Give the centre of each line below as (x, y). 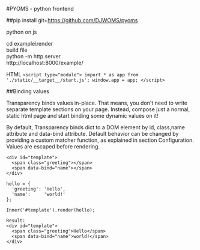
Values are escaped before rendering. (53, 146)
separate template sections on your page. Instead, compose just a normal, (98, 109)
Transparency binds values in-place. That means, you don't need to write (97, 103)
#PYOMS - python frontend (40, 9)
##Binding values (28, 91)
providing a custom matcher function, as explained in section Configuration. (100, 140)
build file (17, 50)
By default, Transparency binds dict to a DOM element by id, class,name (95, 127)
